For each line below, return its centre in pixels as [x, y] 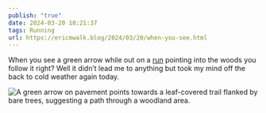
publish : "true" [35, 15]
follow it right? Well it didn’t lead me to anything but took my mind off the [127, 69]
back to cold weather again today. [64, 77]
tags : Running [32, 30]
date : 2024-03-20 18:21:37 [53, 23]
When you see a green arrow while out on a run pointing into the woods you [132, 60]
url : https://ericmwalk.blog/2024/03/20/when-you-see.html [108, 38]
